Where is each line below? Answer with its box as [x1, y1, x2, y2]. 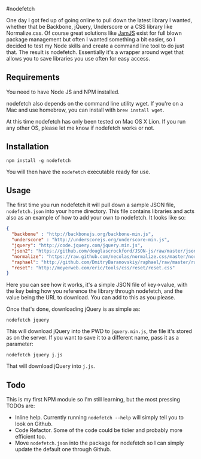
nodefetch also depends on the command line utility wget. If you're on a [6, 100, 184, 107]
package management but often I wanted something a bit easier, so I [6, 36, 175, 43]
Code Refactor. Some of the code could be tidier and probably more [14, 427, 182, 434]
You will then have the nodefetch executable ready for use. [6, 168, 151, 175]
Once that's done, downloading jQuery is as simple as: [6, 305, 141, 313]
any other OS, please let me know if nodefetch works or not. [6, 124, 155, 131]
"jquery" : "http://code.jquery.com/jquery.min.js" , [11, 242, 144, 248]
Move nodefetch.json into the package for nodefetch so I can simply [14, 439, 184, 446]
